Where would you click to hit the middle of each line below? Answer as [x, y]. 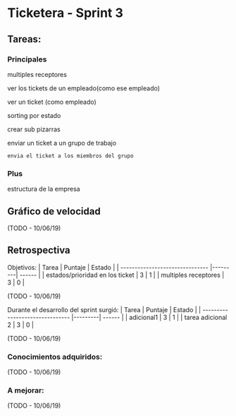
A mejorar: [26, 391]
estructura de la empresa [44, 189]
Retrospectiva [39, 250]
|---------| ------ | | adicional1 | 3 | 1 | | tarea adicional [149, 317]
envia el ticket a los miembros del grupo [70, 156]
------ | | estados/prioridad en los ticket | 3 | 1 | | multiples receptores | [122, 275]
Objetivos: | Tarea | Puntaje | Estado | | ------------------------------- [108, 267]
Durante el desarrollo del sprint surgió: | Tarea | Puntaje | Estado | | [104, 309]
